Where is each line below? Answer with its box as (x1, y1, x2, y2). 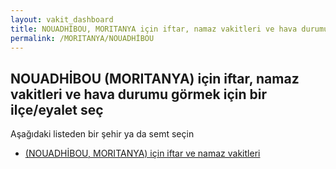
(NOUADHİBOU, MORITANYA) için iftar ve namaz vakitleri (24, 147, 261, 160)
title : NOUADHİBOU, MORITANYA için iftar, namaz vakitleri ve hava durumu (10, 24, 329, 34)
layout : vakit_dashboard (10, 14, 114, 25)
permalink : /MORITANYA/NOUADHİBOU (10, 33, 155, 43)
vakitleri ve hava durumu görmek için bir (10, 86, 267, 103)
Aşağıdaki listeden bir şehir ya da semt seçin (10, 128, 195, 140)
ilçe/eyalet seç (10, 101, 104, 118)
